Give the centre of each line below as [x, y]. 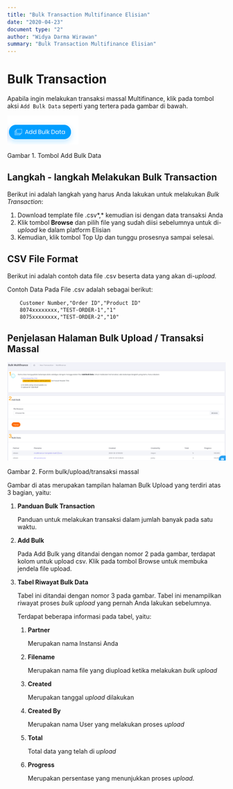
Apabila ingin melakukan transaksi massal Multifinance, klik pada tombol [111, 99]
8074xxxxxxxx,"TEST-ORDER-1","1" [68, 310]
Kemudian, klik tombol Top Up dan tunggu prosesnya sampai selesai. [116, 237]
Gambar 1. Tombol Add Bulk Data [54, 156]
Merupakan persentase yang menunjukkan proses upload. [111, 779]
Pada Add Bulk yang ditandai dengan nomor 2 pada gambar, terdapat [116, 554]
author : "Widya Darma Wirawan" [52, 37]
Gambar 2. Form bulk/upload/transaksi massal [73, 472]
